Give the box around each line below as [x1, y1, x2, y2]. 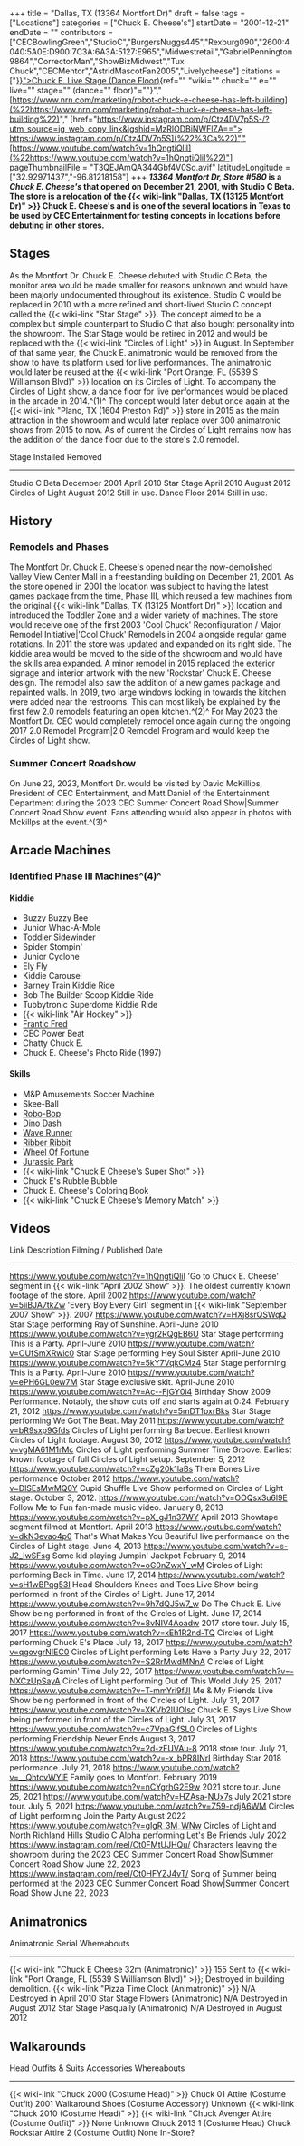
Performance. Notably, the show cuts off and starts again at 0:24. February [9, 1396, 290, 1407]
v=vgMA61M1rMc [9, 1444, 74, 1455]
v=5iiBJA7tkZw [9, 1300, 66, 1311]
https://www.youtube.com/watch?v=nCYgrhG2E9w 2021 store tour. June [9, 1781, 282, 1792]
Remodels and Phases [9, 541, 109, 553]
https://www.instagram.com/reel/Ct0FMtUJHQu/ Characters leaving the [9, 1839, 278, 1850]
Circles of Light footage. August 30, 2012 [9, 1435, 163, 1446]
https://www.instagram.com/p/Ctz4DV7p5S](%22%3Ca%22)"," [9, 133, 246, 143]
